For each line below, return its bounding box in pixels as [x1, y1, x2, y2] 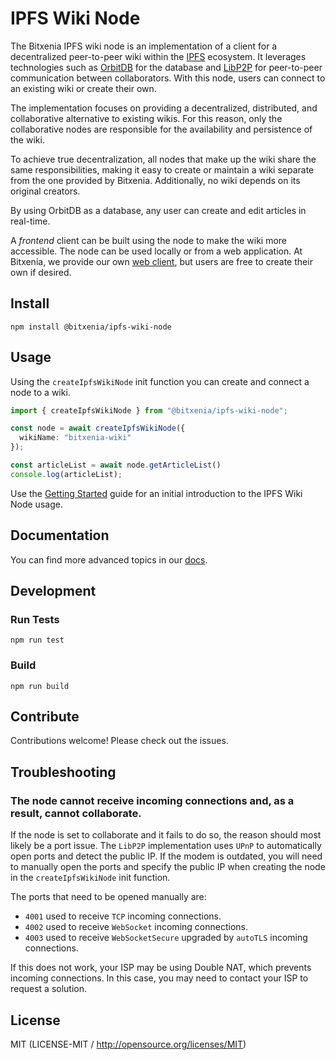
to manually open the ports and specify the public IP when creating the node [10, 861, 326, 873]
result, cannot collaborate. [10, 806, 142, 820]
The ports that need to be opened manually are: [10, 891, 207, 903]
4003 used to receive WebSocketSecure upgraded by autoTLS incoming [24, 932, 308, 944]
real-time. [10, 215, 51, 227]
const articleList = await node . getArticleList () [10, 460, 222, 471]
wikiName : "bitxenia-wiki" [19, 433, 132, 443]
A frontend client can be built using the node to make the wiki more [10, 234, 288, 246]
